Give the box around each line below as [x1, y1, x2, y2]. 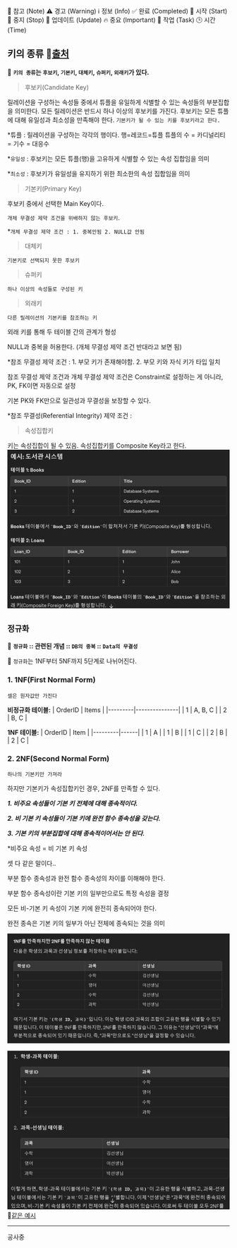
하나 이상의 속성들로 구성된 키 [7, 286, 83, 293]
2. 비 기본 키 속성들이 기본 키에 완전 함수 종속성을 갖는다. [7, 814, 161, 822]
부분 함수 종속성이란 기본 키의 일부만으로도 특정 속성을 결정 [7, 889, 169, 898]
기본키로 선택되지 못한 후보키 [7, 257, 80, 264]
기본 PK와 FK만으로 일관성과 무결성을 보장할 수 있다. [7, 396, 152, 405]
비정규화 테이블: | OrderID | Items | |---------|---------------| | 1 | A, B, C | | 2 [7, 705, 227, 714]
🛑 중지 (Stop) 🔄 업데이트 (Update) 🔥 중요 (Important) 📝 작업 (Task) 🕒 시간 [7, 16, 216, 24]
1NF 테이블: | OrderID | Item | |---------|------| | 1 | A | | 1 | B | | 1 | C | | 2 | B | [7, 728, 228, 736]
